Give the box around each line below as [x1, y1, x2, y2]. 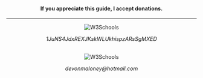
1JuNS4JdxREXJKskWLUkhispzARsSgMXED [46, 35, 157, 43]
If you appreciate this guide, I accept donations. [40, 5, 163, 12]
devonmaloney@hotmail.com [65, 65, 138, 72]
